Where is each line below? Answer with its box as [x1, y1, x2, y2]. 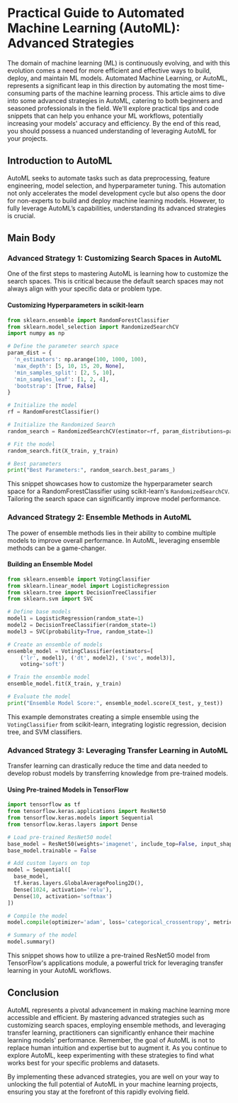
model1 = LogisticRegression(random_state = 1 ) [7, 615, 144, 623]
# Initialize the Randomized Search [7, 421, 115, 429]
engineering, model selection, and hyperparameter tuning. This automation [7, 181, 226, 190]
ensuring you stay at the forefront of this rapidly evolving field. [7, 1087, 190, 1096]
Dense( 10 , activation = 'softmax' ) [13, 893, 113, 900]
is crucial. [7, 211, 35, 220]
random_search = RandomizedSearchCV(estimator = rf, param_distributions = [7, 428, 227, 435]
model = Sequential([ [7, 866, 72, 873]
